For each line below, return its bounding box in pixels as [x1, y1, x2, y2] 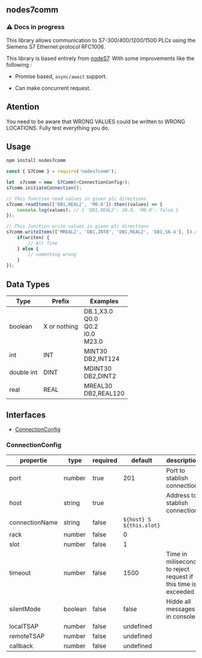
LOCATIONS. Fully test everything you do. [6, 124, 110, 131]
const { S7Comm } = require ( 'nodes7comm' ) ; [6, 169, 117, 175]
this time [166, 580, 191, 589]
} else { [17, 246, 39, 252]
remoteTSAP [9, 632, 45, 641]
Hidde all [166, 597, 191, 606]
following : [6, 61, 32, 68]
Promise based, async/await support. [14, 72, 107, 80]
